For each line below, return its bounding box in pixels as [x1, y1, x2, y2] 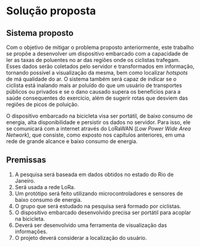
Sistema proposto [6, 28, 73, 38]
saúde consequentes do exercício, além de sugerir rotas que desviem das [6, 94, 188, 101]
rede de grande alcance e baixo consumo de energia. [6, 138, 138, 144]
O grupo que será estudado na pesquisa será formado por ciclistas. [14, 202, 181, 209]
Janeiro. [14, 177, 35, 184]
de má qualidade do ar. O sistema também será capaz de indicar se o [6, 76, 177, 82]
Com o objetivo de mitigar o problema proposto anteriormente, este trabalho [6, 44, 194, 51]
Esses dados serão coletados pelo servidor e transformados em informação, [6, 63, 195, 70]
